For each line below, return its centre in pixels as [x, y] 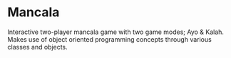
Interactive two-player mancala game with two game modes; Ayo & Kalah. [116, 32]
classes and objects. [37, 47]
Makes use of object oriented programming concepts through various [109, 39]
